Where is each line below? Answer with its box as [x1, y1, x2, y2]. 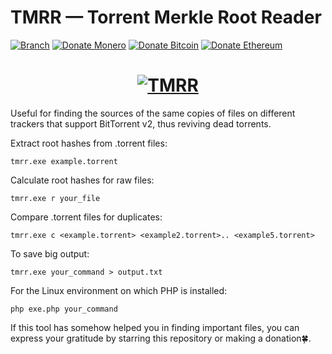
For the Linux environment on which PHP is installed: [10, 284, 228, 296]
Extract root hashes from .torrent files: [10, 137, 168, 149]
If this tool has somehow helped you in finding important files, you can [10, 321, 300, 333]
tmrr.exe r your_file [10, 193, 101, 203]
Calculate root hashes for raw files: [10, 174, 155, 186]
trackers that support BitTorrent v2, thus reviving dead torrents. [10, 117, 272, 130]
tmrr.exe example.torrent [10, 156, 118, 166]
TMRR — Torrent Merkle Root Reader [10, 6, 322, 29]
